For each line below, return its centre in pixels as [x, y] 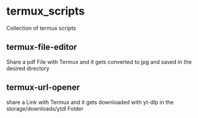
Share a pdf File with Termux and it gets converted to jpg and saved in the [99, 61]
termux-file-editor [42, 47]
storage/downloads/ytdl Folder [45, 108]
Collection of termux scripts [41, 28]
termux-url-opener [43, 87]
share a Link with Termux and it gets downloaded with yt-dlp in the [90, 102]
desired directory [28, 68]
